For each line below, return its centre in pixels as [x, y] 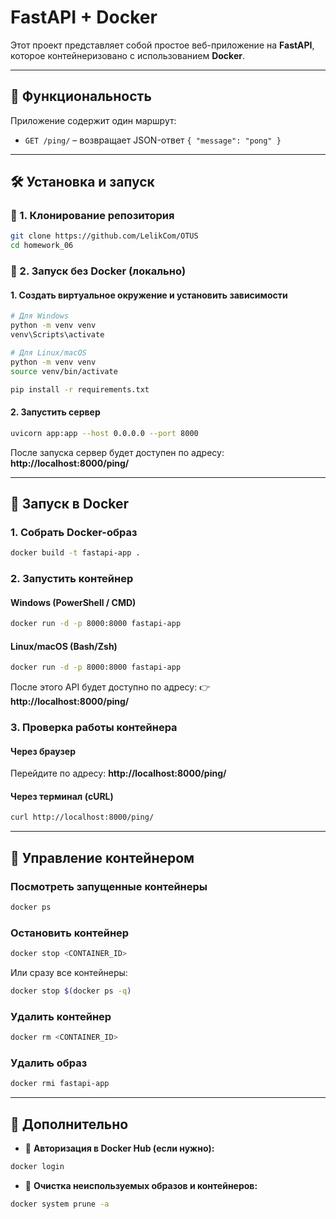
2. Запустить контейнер [72, 578]
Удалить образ [49, 1063]
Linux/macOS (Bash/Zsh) [64, 646]
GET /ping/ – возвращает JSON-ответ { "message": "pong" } [153, 140]
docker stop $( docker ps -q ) [71, 991]
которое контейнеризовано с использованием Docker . [127, 55]
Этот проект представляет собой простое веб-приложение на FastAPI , [162, 45]
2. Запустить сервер [55, 412]
